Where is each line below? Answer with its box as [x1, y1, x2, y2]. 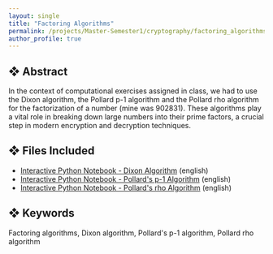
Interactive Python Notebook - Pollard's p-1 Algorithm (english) [19, 174, 232, 183]
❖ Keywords [8, 206, 75, 220]
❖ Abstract [8, 64, 68, 78]
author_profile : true [8, 34, 82, 43]
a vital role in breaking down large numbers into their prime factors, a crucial [8, 112, 264, 122]
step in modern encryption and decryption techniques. [8, 121, 191, 131]
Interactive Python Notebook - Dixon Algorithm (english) [19, 166, 209, 175]
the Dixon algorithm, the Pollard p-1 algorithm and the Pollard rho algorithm [8, 95, 259, 105]
